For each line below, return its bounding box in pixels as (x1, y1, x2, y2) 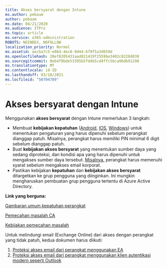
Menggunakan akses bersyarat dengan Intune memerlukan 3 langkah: (5, 115, 151, 121)
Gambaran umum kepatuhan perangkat (5, 202, 86, 208)
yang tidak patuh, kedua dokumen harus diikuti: (5, 237, 103, 243)
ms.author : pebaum (5, 12, 43, 17)
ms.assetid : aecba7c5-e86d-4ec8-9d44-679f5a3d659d (5, 49, 113, 54)
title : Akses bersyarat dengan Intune (5, 7, 86, 12)
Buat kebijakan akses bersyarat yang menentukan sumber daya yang (12, 146, 157, 152)
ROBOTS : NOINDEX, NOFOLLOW (5, 40, 61, 45)
